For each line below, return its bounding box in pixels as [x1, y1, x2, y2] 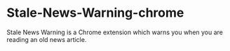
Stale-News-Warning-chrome [6, 5, 184, 21]
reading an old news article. [6, 35, 87, 43]
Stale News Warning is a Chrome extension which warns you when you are [6, 28, 224, 36]
